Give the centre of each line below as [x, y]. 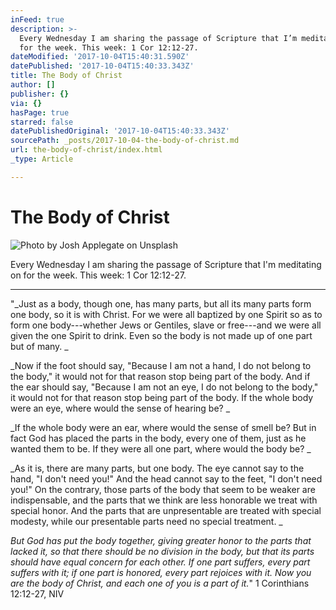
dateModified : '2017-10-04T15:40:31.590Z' [100, 57]
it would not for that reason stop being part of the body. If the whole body [162, 397]
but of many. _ [39, 346]
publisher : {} [40, 94]
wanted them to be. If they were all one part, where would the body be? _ [161, 448]
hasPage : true [40, 112]
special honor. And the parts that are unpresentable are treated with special [166, 510]
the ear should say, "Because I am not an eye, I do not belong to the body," [164, 387]
